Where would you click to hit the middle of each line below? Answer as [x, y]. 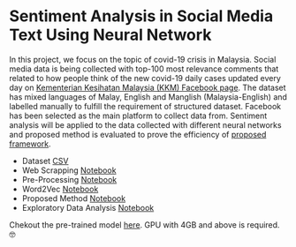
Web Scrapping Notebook [69, 170]
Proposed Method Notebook [74, 198]
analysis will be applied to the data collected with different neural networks [145, 124]
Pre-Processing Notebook [69, 179]
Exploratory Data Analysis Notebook [88, 207]
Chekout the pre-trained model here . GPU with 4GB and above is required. [144, 225]
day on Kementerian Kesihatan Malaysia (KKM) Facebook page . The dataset [148, 87]
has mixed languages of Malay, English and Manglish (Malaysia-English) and [148, 97]
